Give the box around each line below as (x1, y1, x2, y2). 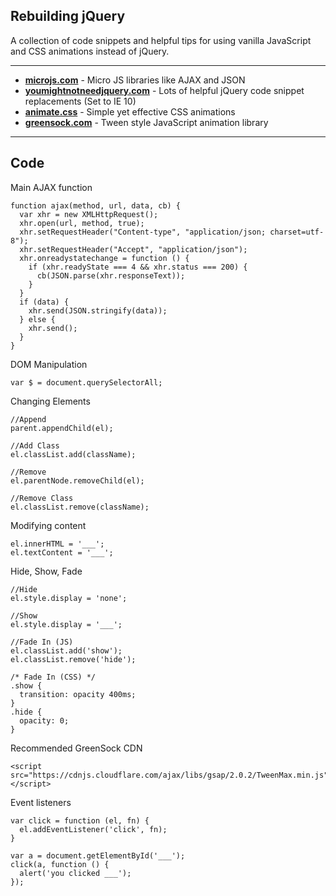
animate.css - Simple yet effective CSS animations (24, 105, 236, 118)
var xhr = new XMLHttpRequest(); (19, 209, 159, 219)
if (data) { (19, 297, 70, 307)
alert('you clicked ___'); (19, 868, 132, 878)
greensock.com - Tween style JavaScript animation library (24, 116, 269, 128)
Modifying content (10, 519, 87, 531)
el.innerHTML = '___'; (10, 539, 105, 549)
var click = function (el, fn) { (10, 815, 150, 826)
